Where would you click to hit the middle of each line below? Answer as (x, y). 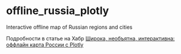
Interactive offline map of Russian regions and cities (70, 27)
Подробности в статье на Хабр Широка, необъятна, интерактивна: (90, 38)
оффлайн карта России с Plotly (45, 45)
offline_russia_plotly (58, 11)
